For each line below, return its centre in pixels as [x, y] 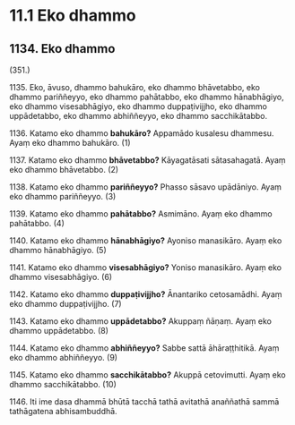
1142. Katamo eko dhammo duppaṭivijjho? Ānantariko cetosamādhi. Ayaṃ [146, 294]
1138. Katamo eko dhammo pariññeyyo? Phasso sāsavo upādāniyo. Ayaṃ [146, 187]
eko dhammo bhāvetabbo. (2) [64, 170]
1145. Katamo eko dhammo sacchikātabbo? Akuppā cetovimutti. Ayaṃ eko [147, 375]
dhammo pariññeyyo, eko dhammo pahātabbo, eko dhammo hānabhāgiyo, [147, 97]
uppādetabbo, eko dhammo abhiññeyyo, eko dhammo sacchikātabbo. [138, 116]
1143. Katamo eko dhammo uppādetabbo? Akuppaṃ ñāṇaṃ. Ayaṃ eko [140, 321]
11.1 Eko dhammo [73, 16]
